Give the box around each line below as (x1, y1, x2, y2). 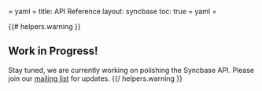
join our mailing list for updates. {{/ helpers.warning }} (8, 74, 183, 83)
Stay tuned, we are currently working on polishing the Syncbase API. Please (8, 65, 254, 75)
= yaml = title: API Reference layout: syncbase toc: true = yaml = (8, 7, 217, 16)
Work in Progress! (8, 45, 98, 58)
